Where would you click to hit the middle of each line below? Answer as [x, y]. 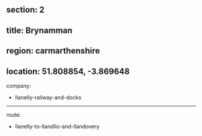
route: [14, 114]
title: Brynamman [39, 30]
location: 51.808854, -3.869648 [68, 71]
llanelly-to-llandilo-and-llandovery [57, 126]
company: [19, 85]
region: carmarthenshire [53, 51]
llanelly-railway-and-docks [48, 97]
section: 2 [26, 10]
